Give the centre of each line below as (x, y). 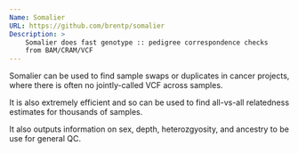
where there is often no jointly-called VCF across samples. (116, 85)
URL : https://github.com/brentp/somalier (87, 26)
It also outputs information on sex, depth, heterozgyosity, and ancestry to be (149, 129)
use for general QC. (45, 139)
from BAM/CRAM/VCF (59, 51)
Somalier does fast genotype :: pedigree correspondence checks (147, 42)
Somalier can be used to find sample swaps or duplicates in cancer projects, (149, 76)
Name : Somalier (37, 17)
